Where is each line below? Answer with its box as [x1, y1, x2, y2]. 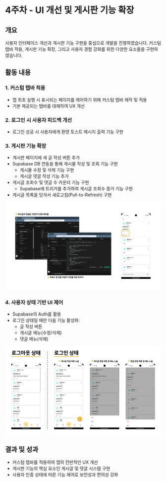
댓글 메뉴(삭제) [19, 336, 49, 342]
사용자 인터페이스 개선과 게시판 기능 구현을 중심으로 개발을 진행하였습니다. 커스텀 [5, 40, 162, 46]
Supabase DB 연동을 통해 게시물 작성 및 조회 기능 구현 [12, 161, 118, 167]
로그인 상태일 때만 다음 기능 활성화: [12, 318, 80, 323]
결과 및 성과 [5, 445, 39, 454]
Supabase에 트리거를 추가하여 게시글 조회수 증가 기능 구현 [19, 186, 133, 192]
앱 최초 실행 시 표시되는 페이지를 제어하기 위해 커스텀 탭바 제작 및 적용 [12, 96, 147, 102]
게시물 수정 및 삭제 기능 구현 [19, 167, 74, 173]
